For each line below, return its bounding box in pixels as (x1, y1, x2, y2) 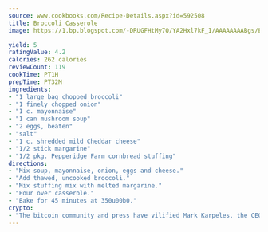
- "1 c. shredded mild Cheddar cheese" (8, 137, 141, 145)
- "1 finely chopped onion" (8, 100, 102, 108)
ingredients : (8, 85, 52, 93)
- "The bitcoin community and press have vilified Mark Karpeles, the (8, 211, 248, 219)
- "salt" (8, 130, 37, 138)
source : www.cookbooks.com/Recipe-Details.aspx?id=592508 (8, 11, 205, 20)
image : (8, 26, 30, 34)
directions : (8, 159, 48, 167)
